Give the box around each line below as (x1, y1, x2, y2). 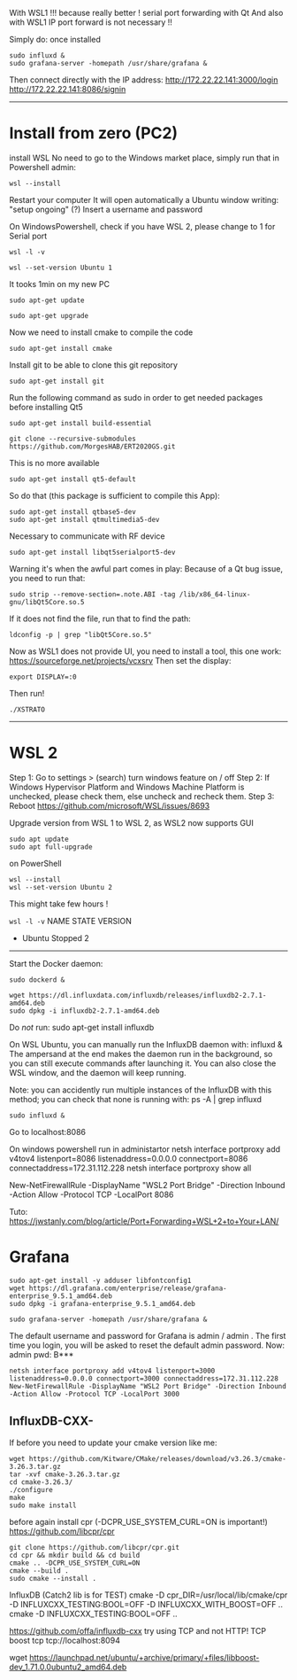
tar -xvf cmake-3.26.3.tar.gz (9, 1470, 121, 1479)
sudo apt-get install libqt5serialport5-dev (9, 548, 176, 556)
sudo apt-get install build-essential (9, 418, 152, 428)
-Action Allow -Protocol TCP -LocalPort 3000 (9, 1389, 179, 1398)
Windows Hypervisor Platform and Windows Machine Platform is (9, 782, 245, 792)
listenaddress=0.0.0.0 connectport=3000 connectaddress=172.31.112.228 (9, 1373, 278, 1383)
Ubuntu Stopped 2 (21, 932, 90, 943)
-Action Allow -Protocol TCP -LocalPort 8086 (9, 1189, 174, 1200)
